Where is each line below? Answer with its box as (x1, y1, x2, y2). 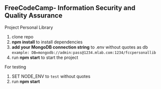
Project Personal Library (4, 24, 53, 30)
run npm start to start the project (11, 54, 79, 60)
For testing (4, 64, 26, 70)
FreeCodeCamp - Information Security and (4, 4, 136, 12)
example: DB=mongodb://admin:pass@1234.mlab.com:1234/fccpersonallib (11, 50, 157, 55)
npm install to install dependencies (11, 39, 83, 45)
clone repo (11, 34, 34, 39)
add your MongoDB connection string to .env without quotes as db (11, 44, 148, 50)
